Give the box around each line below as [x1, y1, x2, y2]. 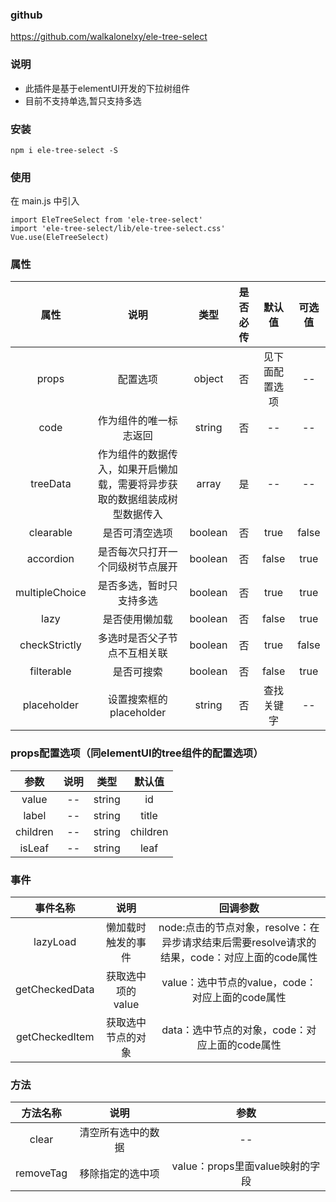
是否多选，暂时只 [97, 579, 178, 593]
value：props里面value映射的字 [171, 1159, 321, 1173]
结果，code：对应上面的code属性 [159, 951, 318, 965]
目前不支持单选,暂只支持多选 [24, 94, 142, 107]
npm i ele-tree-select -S [10, 145, 118, 155]
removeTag [15, 1166, 68, 1180]
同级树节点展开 [107, 560, 178, 574]
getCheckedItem [15, 1030, 95, 1044]
